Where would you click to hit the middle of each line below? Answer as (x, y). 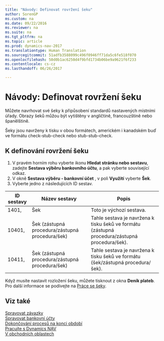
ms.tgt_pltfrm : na (24, 37)
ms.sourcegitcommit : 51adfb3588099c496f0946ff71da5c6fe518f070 (71, 55)
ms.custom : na (20, 19)
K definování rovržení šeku (47, 151)
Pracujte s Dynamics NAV (31, 328)
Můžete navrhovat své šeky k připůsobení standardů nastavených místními (80, 110)
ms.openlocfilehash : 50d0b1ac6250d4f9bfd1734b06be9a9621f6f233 (71, 60)
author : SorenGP (21, 14)
